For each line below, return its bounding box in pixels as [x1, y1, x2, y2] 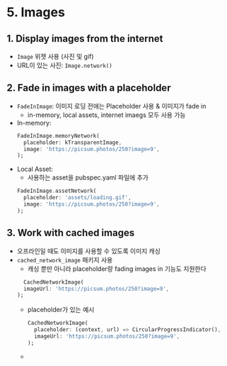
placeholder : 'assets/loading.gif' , [23, 194, 132, 201]
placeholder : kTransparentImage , [23, 139, 122, 146]
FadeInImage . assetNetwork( [16, 187, 97, 195]
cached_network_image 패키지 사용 [16, 255, 113, 264]
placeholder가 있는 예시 [27, 306, 95, 314]
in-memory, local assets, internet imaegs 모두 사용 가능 [27, 111, 186, 119]
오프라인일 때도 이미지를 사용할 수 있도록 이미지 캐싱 [16, 246, 161, 255]
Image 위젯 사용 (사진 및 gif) [16, 52, 94, 60]
